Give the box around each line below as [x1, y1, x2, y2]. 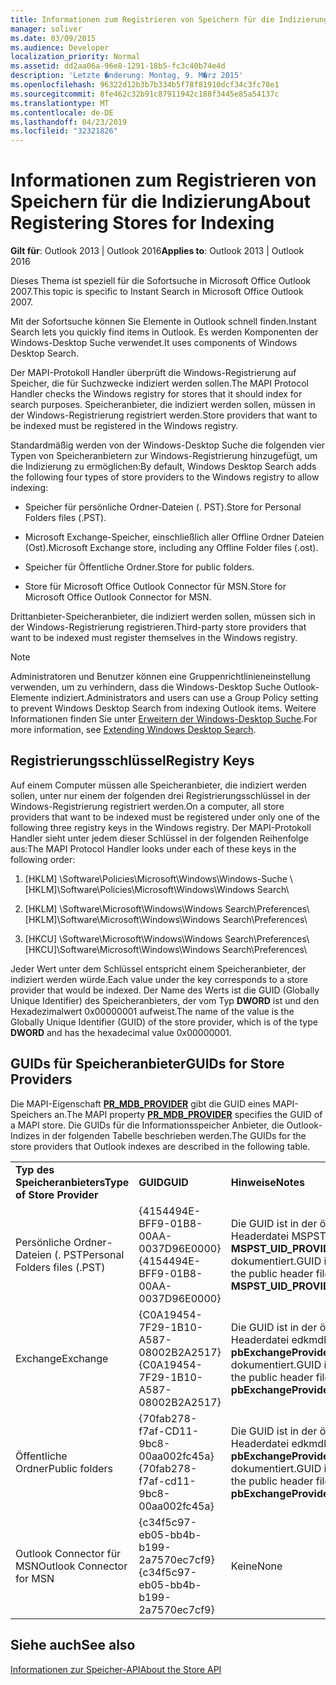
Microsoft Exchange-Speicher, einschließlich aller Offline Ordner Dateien [24, 531, 325, 543]
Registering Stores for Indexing [10, 212, 275, 235]
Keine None [230, 1559, 283, 1573]
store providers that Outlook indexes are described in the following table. [10, 1140, 311, 1152]
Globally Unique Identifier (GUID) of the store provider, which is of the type [10, 1016, 318, 1028]
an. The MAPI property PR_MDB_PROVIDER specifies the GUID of [54, 1108, 323, 1120]
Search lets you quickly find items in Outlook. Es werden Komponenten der [10, 326, 319, 338]
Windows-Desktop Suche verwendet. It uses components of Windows [10, 337, 298, 349]
